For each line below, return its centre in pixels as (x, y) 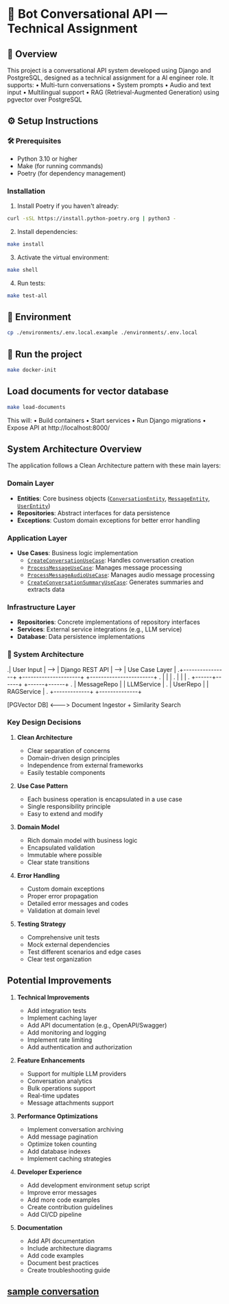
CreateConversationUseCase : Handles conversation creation (110, 560)
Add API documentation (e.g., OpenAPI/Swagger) (97, 1025)
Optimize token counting (62, 1144)
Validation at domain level (63, 910)
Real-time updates (53, 1095)
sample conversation (53, 1292)
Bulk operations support (61, 1088)
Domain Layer (31, 483)
